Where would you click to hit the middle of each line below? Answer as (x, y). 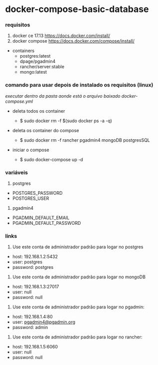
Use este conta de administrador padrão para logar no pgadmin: (78, 307)
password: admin (30, 327)
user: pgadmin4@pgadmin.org (44, 322)
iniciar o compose (31, 150)
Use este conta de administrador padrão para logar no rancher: (78, 337)
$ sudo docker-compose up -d (51, 159)
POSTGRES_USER (31, 198)
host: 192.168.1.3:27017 (36, 287)
